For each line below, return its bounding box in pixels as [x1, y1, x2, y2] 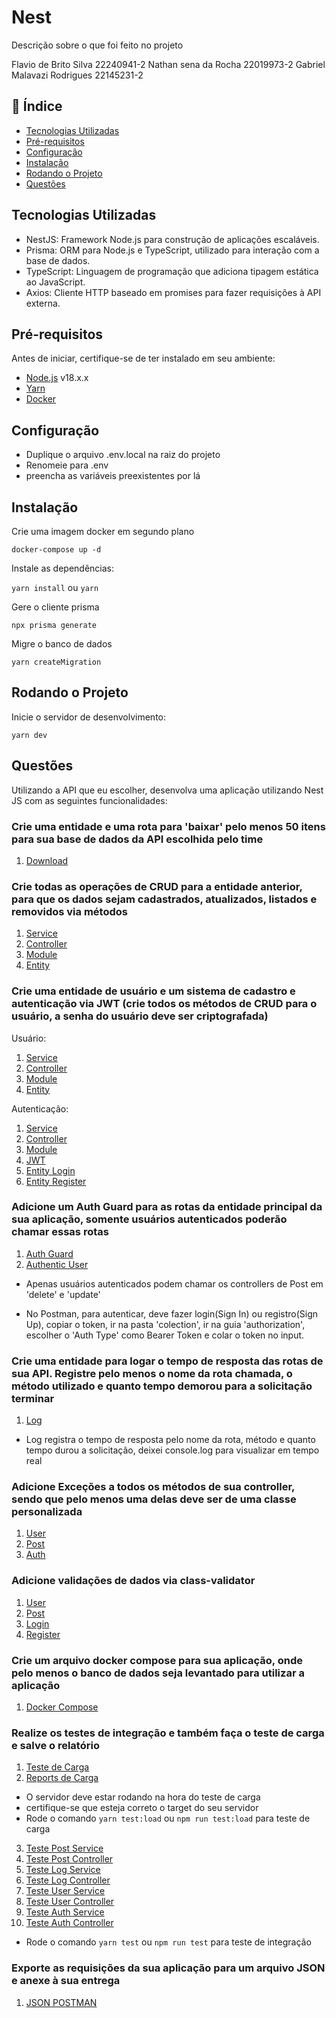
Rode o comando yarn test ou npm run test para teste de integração [25, 1936, 312, 1948]
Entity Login [25, 1164, 76, 1176]
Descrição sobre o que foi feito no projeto [11, 39, 184, 51]
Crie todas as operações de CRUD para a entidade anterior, [11, 879, 303, 893]
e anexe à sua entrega [11, 1974, 121, 1988]
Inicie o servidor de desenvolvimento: [11, 711, 167, 723]
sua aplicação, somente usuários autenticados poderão [11, 1212, 288, 1226]
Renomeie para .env [25, 459, 109, 471]
